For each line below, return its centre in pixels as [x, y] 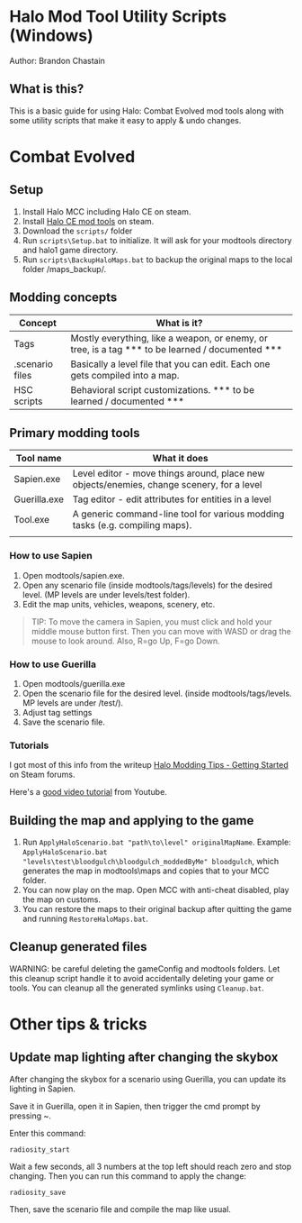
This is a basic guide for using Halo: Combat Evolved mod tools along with [147, 111]
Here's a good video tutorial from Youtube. [89, 792]
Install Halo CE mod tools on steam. [88, 221]
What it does [180, 459]
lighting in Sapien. [43, 1089]
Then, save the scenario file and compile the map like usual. [120, 1209]
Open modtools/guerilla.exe [74, 683]
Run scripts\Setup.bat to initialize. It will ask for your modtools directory [157, 240]
